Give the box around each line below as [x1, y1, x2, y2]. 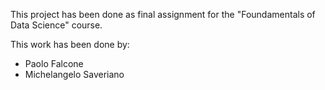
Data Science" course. [10, 19, 103, 31]
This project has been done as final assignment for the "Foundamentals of [10, 9, 316, 20]
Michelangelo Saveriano [24, 69, 125, 80]
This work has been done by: [10, 39, 130, 50]
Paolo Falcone [24, 58, 84, 69]
